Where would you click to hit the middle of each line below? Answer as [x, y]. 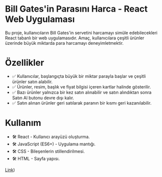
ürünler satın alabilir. [32, 82]
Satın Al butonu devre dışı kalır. [43, 98]
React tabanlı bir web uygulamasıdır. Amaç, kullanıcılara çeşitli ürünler [75, 38]
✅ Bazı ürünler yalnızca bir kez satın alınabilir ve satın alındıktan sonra [82, 92]
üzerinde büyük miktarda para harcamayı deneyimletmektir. [64, 43]
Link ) [10, 170]
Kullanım [23, 123]
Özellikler [25, 63]
